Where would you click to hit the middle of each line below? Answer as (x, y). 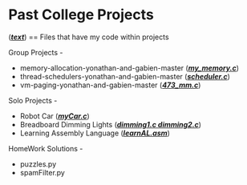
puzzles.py (38, 164)
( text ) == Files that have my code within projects (89, 37)
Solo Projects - (33, 100)
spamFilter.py (43, 172)
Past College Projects (81, 15)
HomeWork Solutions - (46, 148)
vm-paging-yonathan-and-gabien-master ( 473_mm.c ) (110, 85)
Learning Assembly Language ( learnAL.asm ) (95, 133)
